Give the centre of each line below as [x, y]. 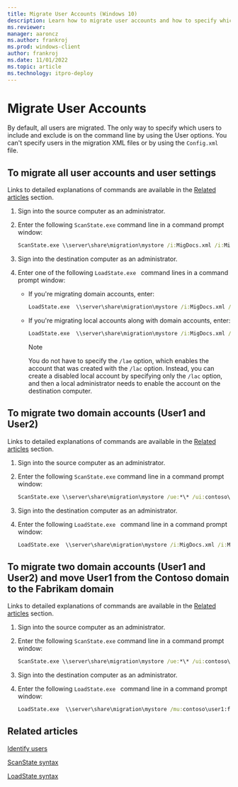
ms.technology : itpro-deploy [50, 73]
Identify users [28, 748]
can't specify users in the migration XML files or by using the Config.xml [113, 143]
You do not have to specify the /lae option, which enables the [118, 361]
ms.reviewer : [27, 27]
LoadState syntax [33, 776]
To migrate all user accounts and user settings [112, 173]
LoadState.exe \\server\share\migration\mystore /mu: [100, 710]
